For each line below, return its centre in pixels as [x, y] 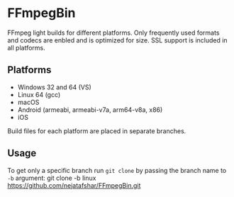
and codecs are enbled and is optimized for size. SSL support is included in [118, 40]
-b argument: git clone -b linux [52, 178]
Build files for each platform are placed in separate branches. [97, 131]
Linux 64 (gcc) [39, 94]
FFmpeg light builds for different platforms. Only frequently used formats [113, 33]
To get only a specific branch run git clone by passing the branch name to [117, 170]
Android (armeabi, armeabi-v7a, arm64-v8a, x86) [90, 109]
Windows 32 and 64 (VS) [55, 87]
